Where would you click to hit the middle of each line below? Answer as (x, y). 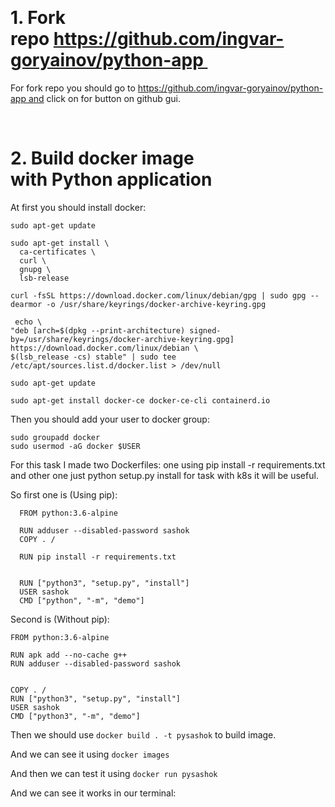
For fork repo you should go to (73, 88)
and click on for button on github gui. (104, 98)
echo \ (28, 322)
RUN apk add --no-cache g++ (69, 655)
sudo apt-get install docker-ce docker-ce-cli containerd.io (140, 400)
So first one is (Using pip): (64, 494)
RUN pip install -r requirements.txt (98, 557)
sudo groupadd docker (55, 437)
